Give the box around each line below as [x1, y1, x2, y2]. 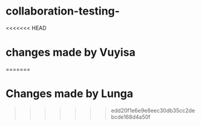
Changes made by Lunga [5, 87, 134, 101]
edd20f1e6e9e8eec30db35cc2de [111, 107, 195, 114]
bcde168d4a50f [111, 113, 151, 121]
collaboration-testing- [5, 4, 120, 18]
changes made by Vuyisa [5, 45, 136, 59]
